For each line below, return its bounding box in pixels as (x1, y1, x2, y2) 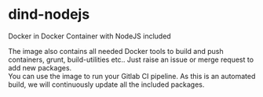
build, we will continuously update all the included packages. (8, 80, 205, 89)
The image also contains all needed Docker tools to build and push (8, 46, 224, 56)
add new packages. (8, 63, 72, 72)
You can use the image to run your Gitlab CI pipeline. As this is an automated (8, 71, 256, 81)
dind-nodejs (8, 5, 90, 23)
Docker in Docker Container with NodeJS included (8, 31, 171, 41)
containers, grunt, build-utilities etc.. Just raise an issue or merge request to (8, 55, 254, 64)
